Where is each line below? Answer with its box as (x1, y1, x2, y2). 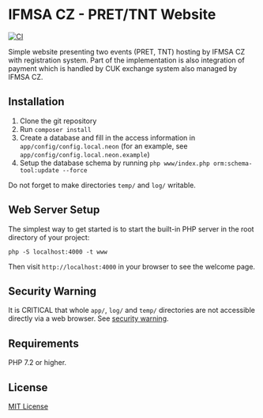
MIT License (8, 401, 49, 411)
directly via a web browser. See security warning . (8, 314, 169, 323)
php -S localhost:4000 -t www (8, 247, 108, 256)
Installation (8, 95, 65, 108)
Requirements (8, 337, 79, 350)
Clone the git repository (19, 116, 97, 126)
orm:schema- (212, 160, 253, 168)
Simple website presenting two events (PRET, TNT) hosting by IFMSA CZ (8, 47, 246, 56)
